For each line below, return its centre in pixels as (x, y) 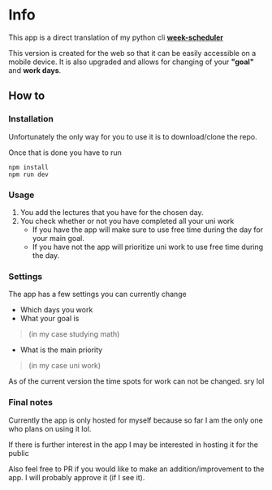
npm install (28, 167)
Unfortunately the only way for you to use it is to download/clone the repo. (133, 136)
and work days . (35, 70)
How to (27, 96)
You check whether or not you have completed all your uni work (127, 221)
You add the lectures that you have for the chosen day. (112, 212)
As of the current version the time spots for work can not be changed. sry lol (136, 381)
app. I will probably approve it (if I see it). (77, 477)
